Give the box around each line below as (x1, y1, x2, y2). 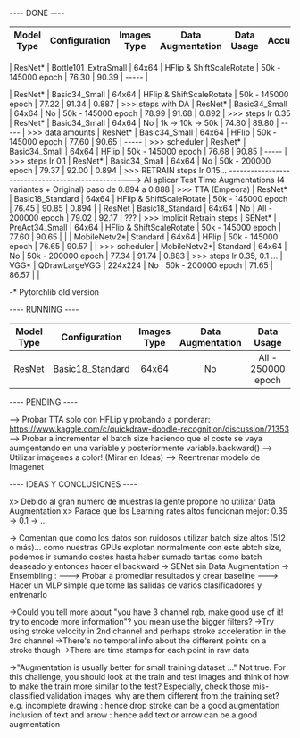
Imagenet (9, 462, 45, 472)
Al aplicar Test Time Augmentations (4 (144, 174, 286, 185)
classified (9, 691, 45, 700)
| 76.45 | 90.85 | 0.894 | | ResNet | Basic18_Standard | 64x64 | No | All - (9, 203, 272, 214)
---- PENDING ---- (9, 397, 79, 407)
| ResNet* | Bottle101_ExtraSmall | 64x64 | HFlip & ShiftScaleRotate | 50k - (9, 63, 281, 72)
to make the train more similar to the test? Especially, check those (9, 681, 251, 692)
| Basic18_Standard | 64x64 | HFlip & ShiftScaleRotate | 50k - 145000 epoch (9, 194, 288, 204)
